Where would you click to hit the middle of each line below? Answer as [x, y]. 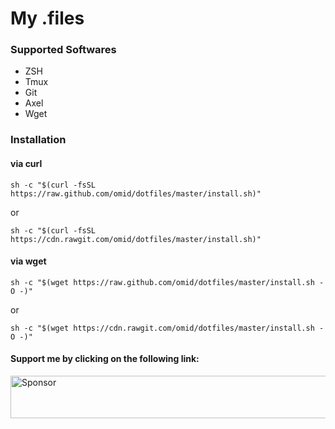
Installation [38, 140]
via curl [26, 163]
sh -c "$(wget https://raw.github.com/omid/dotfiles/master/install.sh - [167, 282]
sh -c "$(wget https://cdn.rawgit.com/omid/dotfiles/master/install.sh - [167, 328]
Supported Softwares [63, 50]
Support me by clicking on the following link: [105, 359]
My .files [47, 18]
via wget [28, 261]
